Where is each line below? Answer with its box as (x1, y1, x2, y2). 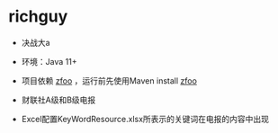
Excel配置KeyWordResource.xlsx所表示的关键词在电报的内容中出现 (21, 113, 270, 124)
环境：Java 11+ (21, 56, 77, 66)
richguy (8, 6, 68, 27)
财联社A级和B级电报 (21, 94, 96, 105)
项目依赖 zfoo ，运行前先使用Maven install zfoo (21, 75, 197, 86)
